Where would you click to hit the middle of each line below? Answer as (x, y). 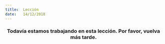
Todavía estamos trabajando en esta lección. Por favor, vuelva (83, 31)
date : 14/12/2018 (25, 14)
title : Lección (22, 10)
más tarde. (83, 37)
